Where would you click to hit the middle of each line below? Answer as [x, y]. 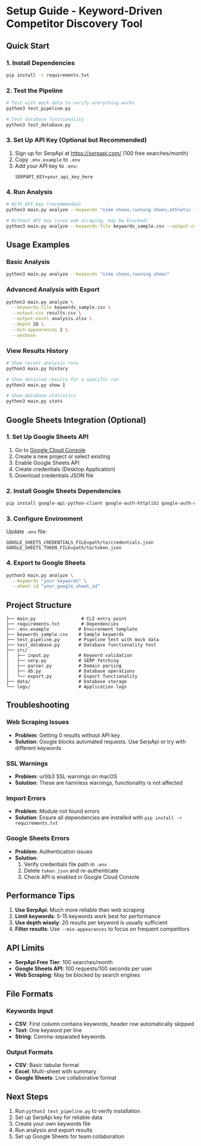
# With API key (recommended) [44, 205]
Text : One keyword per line [48, 1030]
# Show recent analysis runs [42, 363]
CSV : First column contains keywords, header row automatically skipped [104, 1023]
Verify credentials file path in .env [65, 864]
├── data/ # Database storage [67, 682]
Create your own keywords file [53, 1124]
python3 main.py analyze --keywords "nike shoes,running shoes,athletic [99, 210]
